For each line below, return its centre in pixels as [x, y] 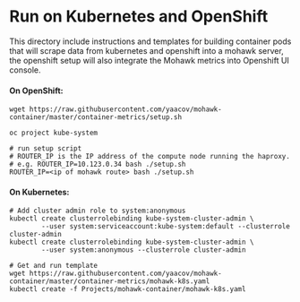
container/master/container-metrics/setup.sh [95, 117]
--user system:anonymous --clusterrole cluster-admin [144, 250]
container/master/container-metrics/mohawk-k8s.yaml [110, 281]
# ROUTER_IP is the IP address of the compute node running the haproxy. [150, 157]
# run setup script [46, 149]
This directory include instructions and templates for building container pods [150, 41]
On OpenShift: [36, 91]
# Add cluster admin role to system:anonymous [98, 211]
